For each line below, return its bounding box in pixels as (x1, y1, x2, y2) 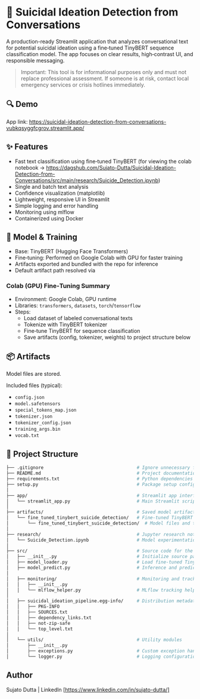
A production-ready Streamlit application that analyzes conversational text (6, 38, 189, 45)
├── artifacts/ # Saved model (6, 509, 171, 516)
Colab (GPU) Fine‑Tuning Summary (6, 282, 110, 290)
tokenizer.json (14, 413, 53, 420)
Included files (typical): (6, 382, 62, 389)
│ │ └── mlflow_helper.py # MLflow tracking (6, 587, 183, 593)
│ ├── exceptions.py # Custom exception (6, 648, 185, 654)
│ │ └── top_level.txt (6, 626, 73, 632)
